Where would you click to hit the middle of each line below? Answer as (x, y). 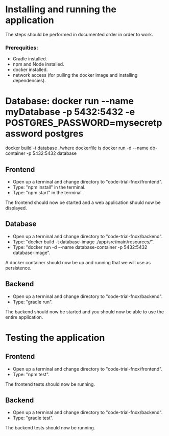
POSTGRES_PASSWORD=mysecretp (84, 123)
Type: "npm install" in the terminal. (49, 187)
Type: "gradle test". (33, 418)
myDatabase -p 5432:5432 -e (70, 112)
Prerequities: (22, 48)
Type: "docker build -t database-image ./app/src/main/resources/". (83, 242)
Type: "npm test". (31, 374)
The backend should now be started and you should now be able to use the (85, 312)
